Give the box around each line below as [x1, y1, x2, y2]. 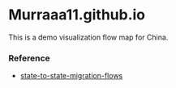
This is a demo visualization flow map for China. [8, 32, 169, 42]
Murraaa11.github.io [8, 6, 146, 24]
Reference [8, 52, 50, 64]
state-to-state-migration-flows [19, 71, 123, 81]
